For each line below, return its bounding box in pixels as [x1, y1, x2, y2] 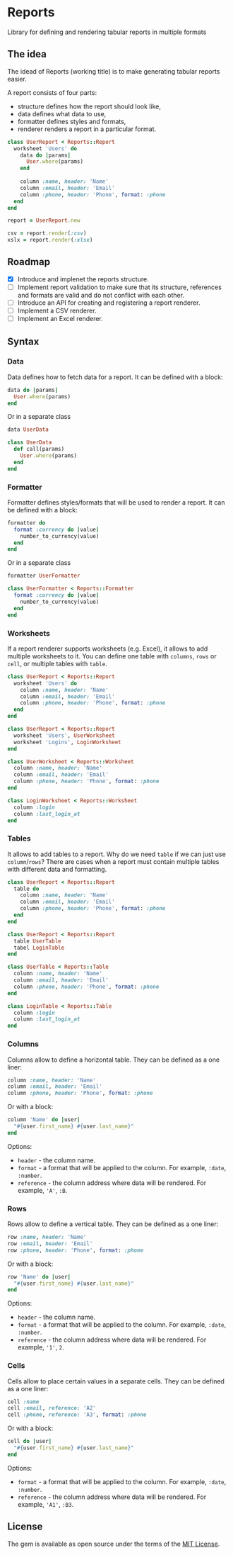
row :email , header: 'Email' [7, 1240, 93, 1247]
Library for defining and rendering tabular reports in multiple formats [7, 28, 207, 36]
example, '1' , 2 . [17, 1343, 65, 1352]
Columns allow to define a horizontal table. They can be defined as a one [7, 1055, 220, 1064]
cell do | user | [7, 1438, 52, 1445]
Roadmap [7, 256, 51, 268]
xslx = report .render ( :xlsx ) [7, 237, 93, 244]
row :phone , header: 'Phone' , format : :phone [7, 1247, 143, 1254]
